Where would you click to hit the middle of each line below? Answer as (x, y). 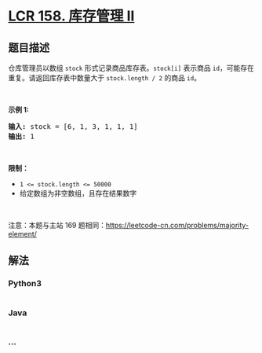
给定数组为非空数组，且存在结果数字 (78, 193)
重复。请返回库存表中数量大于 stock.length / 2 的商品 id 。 (105, 78)
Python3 (25, 284)
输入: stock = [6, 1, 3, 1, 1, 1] (73, 127)
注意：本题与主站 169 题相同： (57, 225)
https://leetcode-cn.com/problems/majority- (177, 225)
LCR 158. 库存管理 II (71, 16)
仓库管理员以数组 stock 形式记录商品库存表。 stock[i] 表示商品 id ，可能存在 (131, 68)
